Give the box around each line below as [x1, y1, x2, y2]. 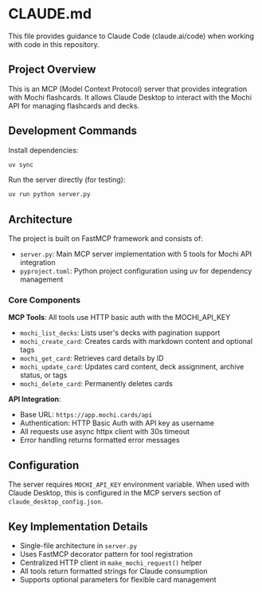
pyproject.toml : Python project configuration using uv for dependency [19, 266, 252, 276]
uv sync [8, 160, 34, 168]
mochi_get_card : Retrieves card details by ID [19, 353, 165, 363]
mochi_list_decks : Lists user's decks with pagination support [19, 328, 221, 337]
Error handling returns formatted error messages [19, 436, 181, 445]
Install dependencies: [8, 145, 79, 155]
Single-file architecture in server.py [19, 541, 138, 551]
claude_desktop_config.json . [8, 496, 104, 507]
